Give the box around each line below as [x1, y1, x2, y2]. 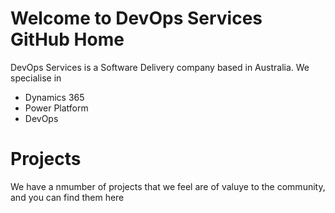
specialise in [10, 72, 62, 84]
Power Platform [24, 102, 89, 114]
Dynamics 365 [24, 91, 85, 103]
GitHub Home [10, 28, 125, 51]
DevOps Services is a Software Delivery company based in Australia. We [10, 61, 310, 73]
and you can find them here [10, 191, 125, 203]
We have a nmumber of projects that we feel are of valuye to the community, [10, 180, 326, 192]
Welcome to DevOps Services [10, 7, 263, 30]
